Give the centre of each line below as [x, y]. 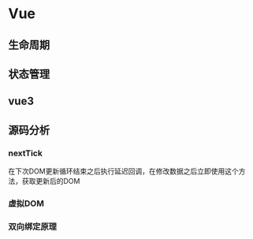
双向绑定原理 [33, 226]
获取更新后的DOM [51, 181]
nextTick [26, 153]
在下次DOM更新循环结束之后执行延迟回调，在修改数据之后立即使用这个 [123, 171]
